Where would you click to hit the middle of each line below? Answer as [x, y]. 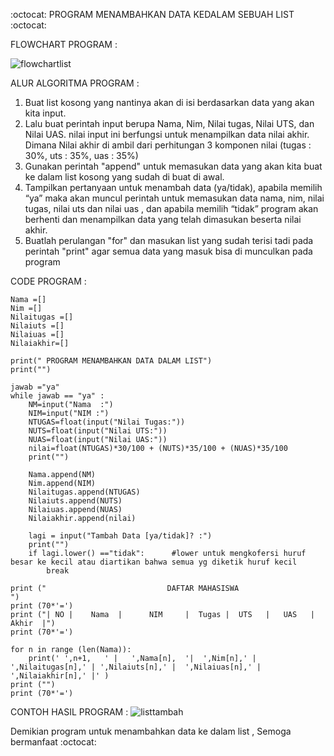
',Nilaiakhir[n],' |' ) [60, 676]
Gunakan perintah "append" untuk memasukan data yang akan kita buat [173, 166]
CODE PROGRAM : [48, 281]
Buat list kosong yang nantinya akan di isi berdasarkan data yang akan [169, 102]
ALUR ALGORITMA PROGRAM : [75, 83]
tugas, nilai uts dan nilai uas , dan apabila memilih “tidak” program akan [171, 208]
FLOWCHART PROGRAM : [64, 44]
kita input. [45, 113]
